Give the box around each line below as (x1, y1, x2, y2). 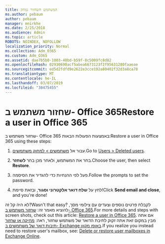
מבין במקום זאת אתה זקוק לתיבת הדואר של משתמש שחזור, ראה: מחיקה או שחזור (5, 217, 156, 223)
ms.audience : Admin (5, 30, 45, 35)
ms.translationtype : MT (5, 71, 54, 76)
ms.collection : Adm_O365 (5, 48, 56, 53)
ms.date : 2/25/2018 (5, 26, 45, 31)
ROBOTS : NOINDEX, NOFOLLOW (5, 39, 61, 44)
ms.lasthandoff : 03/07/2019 (5, 80, 63, 85)
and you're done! (12, 192, 47, 198)
